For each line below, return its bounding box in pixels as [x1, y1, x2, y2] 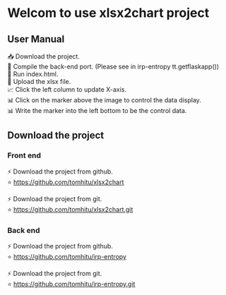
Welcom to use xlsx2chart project [7, 5, 210, 21]
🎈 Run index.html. [7, 70, 59, 78]
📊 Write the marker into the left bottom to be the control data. [7, 107, 187, 114]
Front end [7, 150, 41, 160]
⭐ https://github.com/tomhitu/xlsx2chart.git [7, 205, 133, 213]
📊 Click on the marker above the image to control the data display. [7, 96, 201, 104]
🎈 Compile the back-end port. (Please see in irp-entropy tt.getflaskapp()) [7, 62, 220, 71]
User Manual [7, 33, 65, 45]
